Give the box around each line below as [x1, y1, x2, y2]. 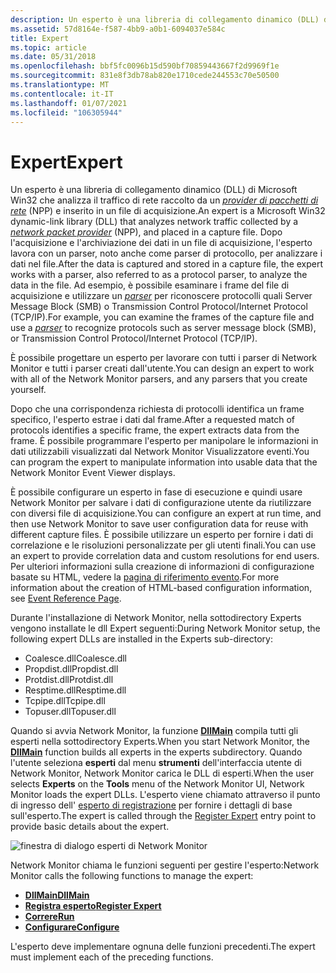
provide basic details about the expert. [10, 821, 170, 833]
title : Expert [10, 33, 70, 43]
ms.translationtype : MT [10, 80, 110, 90]
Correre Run [24, 911, 75, 923]
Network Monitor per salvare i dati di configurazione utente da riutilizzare [10, 497, 312, 509]
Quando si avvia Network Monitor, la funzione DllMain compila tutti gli [10, 725, 299, 737]
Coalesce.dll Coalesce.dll [24, 652, 128, 665]
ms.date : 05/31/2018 [10, 52, 97, 62]
